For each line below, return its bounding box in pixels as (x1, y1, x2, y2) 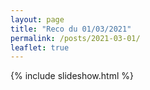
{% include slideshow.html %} (10, 70, 134, 82)
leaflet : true (10, 42, 70, 53)
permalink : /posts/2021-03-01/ (10, 33, 141, 43)
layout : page (10, 14, 65, 25)
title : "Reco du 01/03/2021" (10, 24, 132, 34)
